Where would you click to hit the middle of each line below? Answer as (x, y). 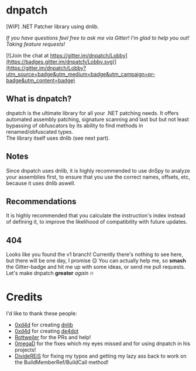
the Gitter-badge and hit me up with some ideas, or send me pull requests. (96, 267)
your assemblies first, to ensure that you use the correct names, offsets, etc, (98, 177)
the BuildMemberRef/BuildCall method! (61, 362)
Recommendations (41, 201)
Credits (24, 297)
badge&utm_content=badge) (41, 80)
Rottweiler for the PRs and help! (53, 338)
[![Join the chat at (27, 55)
